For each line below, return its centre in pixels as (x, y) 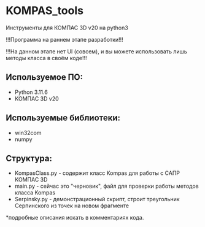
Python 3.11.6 (31, 92)
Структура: (29, 158)
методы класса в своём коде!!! (46, 58)
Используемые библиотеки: (63, 118)
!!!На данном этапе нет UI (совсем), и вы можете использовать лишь (97, 51)
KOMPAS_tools (45, 11)
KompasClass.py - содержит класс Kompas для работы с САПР (97, 173)
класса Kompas (35, 193)
